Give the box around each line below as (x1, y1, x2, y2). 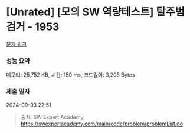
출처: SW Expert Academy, (20, 113, 85, 121)
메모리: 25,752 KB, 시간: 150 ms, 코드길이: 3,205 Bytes (6, 71, 135, 78)
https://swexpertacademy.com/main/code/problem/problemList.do (20, 120, 184, 127)
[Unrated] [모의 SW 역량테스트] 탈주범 (6, 5, 185, 19)
